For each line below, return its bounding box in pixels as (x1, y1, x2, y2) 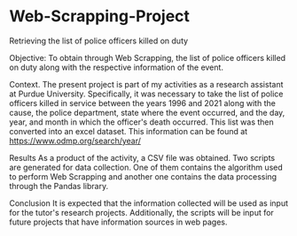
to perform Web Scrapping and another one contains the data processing (9, 171, 277, 182)
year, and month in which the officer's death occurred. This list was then (9, 117, 275, 127)
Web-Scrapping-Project (9, 6, 191, 27)
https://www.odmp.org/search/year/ (9, 135, 142, 146)
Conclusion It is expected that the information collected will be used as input (9, 197, 289, 209)
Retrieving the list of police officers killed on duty (9, 35, 189, 46)
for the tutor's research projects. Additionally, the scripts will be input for (9, 207, 275, 217)
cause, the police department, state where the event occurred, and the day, (9, 107, 285, 118)
